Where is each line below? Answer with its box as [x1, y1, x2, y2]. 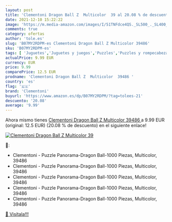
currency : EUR [5, 60, 36, 65]
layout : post [5, 7, 33, 13]
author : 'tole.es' [5, 36, 45, 42]
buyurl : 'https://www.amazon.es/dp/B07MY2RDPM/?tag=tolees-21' [5, 93, 143, 98]
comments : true [5, 27, 38, 32]
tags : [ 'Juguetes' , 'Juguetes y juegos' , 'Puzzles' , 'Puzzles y [5, 50, 141, 55]
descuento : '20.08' [5, 98, 47, 103]
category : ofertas [5, 31, 45, 36]
